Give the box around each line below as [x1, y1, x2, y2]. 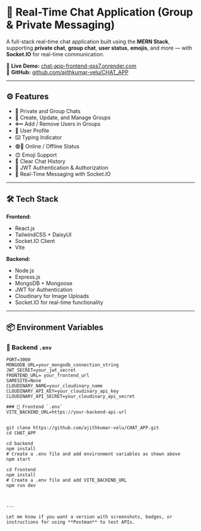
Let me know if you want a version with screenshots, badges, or [6, 514, 172, 520]
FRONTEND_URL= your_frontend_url [6, 372, 90, 379]
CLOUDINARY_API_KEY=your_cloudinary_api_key [6, 389, 119, 395]
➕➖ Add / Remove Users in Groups [14, 120, 100, 128]
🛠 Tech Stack [6, 194, 59, 204]
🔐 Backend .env [6, 343, 52, 351]
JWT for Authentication [14, 286, 73, 293]
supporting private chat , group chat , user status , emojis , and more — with [6, 44, 193, 51]
